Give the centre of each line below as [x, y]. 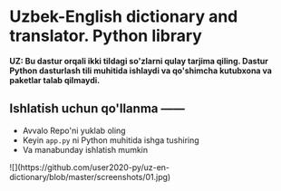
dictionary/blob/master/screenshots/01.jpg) [90, 177]
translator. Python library [106, 36]
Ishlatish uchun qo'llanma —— [97, 109]
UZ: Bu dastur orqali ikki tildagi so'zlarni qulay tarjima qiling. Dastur [139, 61]
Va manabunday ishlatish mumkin [85, 149]
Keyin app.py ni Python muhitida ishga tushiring [111, 140]
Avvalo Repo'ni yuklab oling [74, 130]
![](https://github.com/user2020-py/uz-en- [90, 167]
